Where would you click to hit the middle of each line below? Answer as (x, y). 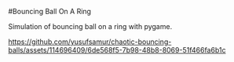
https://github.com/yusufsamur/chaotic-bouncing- (90, 42)
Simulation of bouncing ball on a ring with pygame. (90, 26)
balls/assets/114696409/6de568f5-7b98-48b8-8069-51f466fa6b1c (117, 50)
